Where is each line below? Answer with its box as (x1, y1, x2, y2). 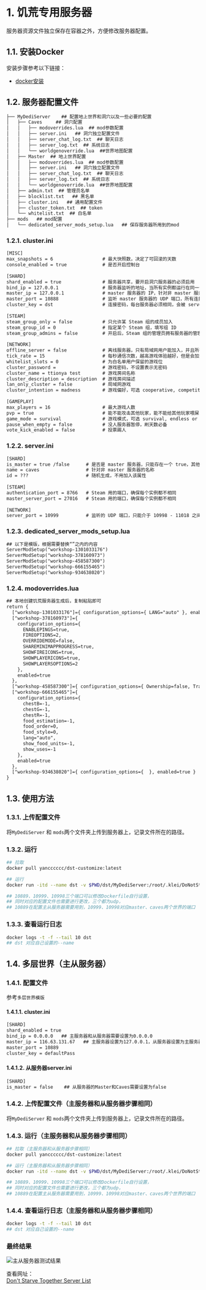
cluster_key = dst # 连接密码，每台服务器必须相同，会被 (6, 302, 186, 308)
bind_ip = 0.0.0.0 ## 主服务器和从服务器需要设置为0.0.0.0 (6, 1033, 153, 1039)
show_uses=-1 (22, 746, 56, 752)
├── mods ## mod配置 (6, 216, 63, 223)
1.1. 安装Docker (6, 47, 64, 57)
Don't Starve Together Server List (6, 1277, 91, 1284)
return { (6, 604, 29, 610)
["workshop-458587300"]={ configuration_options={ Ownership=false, (12, 683, 191, 690)
